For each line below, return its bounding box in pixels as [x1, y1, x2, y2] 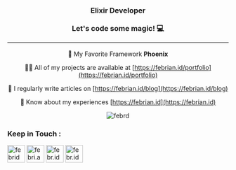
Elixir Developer [90, 6, 146, 15]
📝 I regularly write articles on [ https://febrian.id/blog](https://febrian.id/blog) [8, 84, 228, 92]
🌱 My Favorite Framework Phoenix [67, 50, 169, 58]
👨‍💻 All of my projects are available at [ [24, 63, 135, 71]
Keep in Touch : [7, 129, 62, 139]
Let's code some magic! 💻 [72, 23, 164, 33]
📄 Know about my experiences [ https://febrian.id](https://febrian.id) [20, 97, 216, 106]
